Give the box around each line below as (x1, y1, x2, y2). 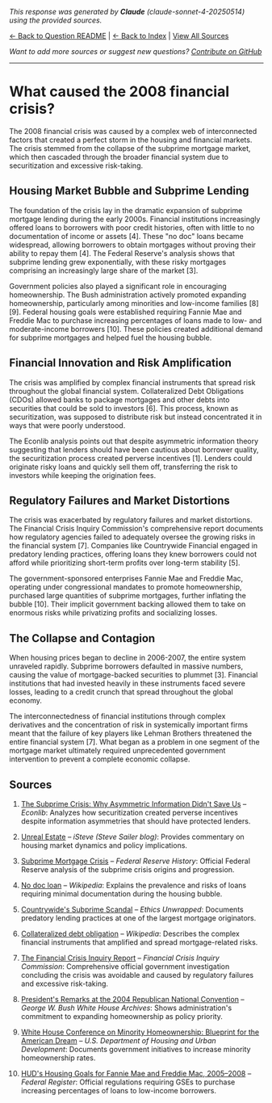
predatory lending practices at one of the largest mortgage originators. (20, 913, 257, 923)
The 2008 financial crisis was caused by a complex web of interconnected (9, 126, 257, 136)
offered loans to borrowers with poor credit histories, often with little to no (9, 222, 255, 233)
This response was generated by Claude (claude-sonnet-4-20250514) (9, 7, 245, 16)
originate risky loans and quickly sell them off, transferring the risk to (9, 462, 238, 472)
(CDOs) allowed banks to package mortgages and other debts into (9, 395, 230, 405)
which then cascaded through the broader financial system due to (9, 152, 229, 161)
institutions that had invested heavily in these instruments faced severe (9, 678, 245, 689)
